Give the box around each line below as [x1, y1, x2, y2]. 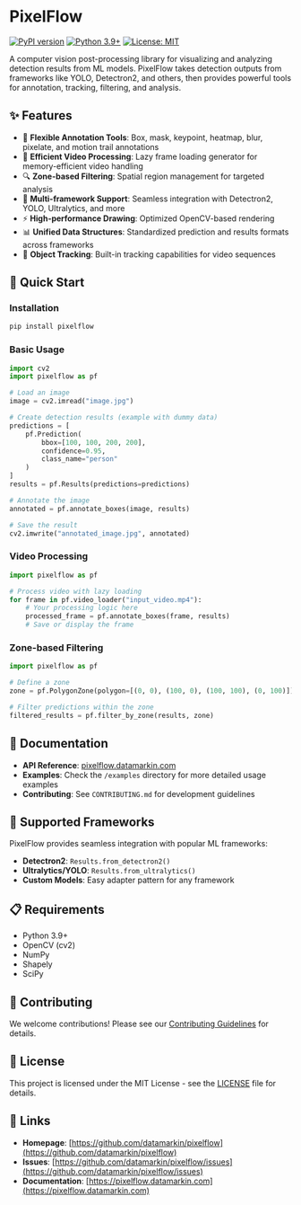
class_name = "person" [41, 455, 118, 464]
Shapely [21, 959, 53, 970]
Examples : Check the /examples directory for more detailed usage [21, 769, 267, 780]
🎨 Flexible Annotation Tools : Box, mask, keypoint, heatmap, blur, [21, 132, 263, 143]
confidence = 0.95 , [41, 447, 106, 456]
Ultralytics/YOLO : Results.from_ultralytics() [21, 865, 196, 876]
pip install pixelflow [9, 322, 94, 332]
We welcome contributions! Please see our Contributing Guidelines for [9, 1018, 269, 1029]
